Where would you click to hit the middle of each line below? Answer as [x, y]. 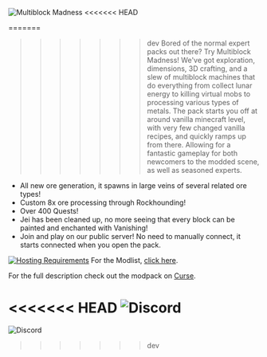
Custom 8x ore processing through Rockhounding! [102, 202]
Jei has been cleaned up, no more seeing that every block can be [127, 220]
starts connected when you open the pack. [90, 245]
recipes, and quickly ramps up [197, 136]
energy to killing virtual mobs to [199, 94]
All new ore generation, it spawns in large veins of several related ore [133, 186]
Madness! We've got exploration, [201, 60]
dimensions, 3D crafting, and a [197, 69]
